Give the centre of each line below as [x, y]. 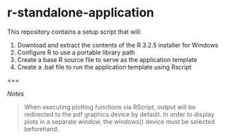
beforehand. [41, 129]
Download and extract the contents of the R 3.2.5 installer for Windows [118, 45]
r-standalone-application [81, 13]
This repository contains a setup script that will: [75, 32]
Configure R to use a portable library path [76, 52]
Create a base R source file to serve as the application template [107, 59]
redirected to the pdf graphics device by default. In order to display [119, 114]
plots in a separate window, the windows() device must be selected [119, 121]
